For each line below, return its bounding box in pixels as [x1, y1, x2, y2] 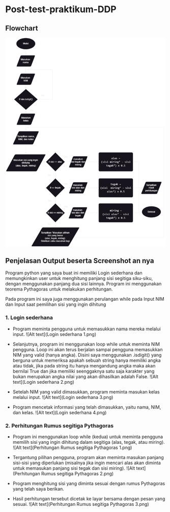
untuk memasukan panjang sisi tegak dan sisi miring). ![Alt [12, 465, 135, 471]
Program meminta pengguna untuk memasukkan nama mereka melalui [12, 326, 161, 332]
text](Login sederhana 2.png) [12, 379, 75, 385]
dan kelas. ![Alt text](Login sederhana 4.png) [12, 409, 107, 415]
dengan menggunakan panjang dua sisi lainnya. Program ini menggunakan [5, 281, 162, 287]
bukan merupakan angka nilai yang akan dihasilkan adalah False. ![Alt [12, 373, 159, 380]
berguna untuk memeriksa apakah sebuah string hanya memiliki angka [12, 357, 161, 363]
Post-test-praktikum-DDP [5, 4, 117, 15]
